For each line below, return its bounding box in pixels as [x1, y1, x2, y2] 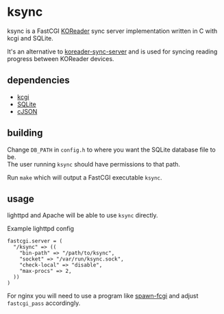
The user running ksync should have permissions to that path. [7, 160, 180, 168]
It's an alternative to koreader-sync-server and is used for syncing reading [7, 47, 218, 56]
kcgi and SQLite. [7, 34, 53, 42]
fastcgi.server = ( [7, 238, 63, 245]
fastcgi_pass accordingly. [7, 299, 81, 307]
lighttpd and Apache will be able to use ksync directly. [7, 211, 159, 219]
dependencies [7, 75, 70, 86]
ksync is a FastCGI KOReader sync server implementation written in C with [7, 27, 218, 35]
